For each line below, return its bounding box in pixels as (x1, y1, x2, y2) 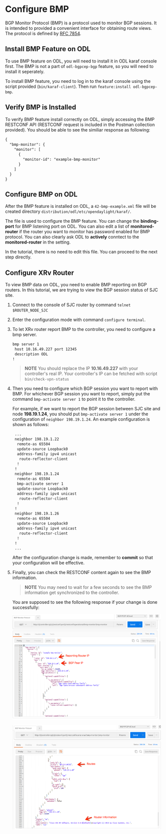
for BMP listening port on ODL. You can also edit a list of (15, 223, 129, 229)
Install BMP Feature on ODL (5, 45, 91, 53)
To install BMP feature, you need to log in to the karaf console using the (5, 78, 151, 84)
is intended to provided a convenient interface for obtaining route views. (5, 25, 152, 31)
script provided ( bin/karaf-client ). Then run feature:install (5, 83, 131, 89)
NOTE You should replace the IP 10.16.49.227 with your (24, 366, 138, 372)
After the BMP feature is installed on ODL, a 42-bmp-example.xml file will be (5, 203, 157, 209)
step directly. (5, 254, 32, 260)
